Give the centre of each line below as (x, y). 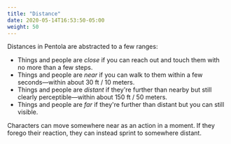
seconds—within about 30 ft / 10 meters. (76, 82)
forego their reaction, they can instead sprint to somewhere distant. (104, 133)
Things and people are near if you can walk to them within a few (110, 75)
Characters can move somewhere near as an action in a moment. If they (111, 126)
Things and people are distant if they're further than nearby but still (114, 90)
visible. (28, 112)
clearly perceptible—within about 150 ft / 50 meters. (92, 97)
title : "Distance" (34, 14)
